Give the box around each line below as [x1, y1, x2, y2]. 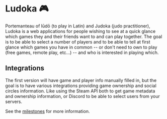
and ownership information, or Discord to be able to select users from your [5, 93, 160, 99]
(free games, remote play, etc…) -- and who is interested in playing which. [5, 49, 159, 55]
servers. [5, 98, 23, 104]
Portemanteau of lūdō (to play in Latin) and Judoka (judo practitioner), [5, 22, 150, 29]
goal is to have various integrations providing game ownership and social [5, 82, 157, 88]
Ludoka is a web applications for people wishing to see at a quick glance [5, 28, 156, 34]
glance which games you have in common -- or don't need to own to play [5, 44, 157, 50]
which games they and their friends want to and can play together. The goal [5, 33, 162, 39]
